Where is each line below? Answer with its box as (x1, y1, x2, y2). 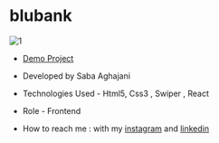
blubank (9, 5, 72, 26)
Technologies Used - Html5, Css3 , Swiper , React (22, 88, 210, 99)
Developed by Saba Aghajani (22, 70, 131, 81)
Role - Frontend (22, 105, 81, 116)
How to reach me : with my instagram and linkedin (22, 123, 210, 134)
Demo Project (22, 52, 74, 63)
